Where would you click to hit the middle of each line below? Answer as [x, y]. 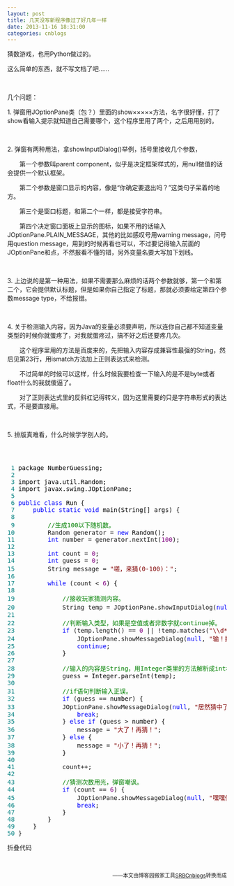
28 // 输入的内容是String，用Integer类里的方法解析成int [117, 669]
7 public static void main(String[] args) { [95, 510]
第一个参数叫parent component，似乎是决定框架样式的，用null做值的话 [121, 164]
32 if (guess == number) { [75, 699]
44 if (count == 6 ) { [66, 790]
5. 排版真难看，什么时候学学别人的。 [60, 435]
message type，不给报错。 [52, 299]
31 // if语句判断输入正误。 [70, 692]
